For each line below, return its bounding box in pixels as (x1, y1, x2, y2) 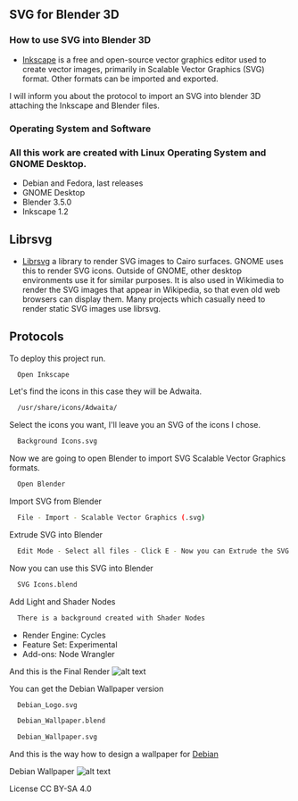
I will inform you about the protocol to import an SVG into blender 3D (9, 90, 261, 101)
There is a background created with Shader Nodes (17, 613, 205, 622)
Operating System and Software (9, 122, 152, 135)
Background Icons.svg (17, 437, 98, 446)
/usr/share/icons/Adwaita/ (17, 404, 118, 413)
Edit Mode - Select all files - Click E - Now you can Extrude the (17, 547, 274, 555)
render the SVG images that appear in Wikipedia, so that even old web (21, 284, 281, 295)
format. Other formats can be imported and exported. (21, 73, 219, 84)
